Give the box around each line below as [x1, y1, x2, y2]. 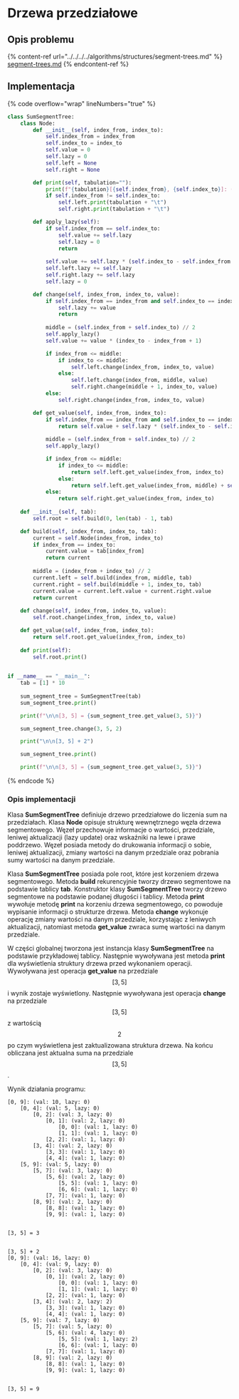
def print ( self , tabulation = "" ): [33, 179, 132, 186]
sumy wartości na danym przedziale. [7, 856, 115, 864]
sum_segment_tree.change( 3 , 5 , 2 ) [20, 725, 122, 732]
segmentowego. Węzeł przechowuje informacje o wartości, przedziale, [7, 825, 216, 835]
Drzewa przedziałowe [7, 5, 139, 21]
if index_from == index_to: [33, 541, 116, 548]
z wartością [7, 1019, 41, 1028]
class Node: [20, 120, 55, 127]
